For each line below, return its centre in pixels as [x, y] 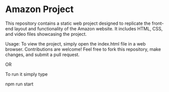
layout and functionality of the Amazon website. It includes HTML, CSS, [89, 28]
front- [158, 23]
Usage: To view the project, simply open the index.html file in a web [76, 43]
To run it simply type [26, 74]
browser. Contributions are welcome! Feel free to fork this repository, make [83, 49]
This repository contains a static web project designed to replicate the [78, 23]
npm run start [19, 84]
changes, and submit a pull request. [42, 55]
